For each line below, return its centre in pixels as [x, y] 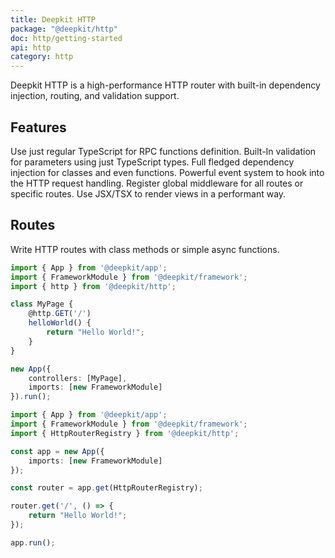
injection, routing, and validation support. [95, 96]
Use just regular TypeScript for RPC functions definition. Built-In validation [163, 151]
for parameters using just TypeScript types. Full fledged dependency [152, 162]
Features [38, 127]
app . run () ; [33, 542]
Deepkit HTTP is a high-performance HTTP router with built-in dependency [165, 85]
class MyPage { [42, 304]
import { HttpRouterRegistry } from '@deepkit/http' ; [125, 433]
